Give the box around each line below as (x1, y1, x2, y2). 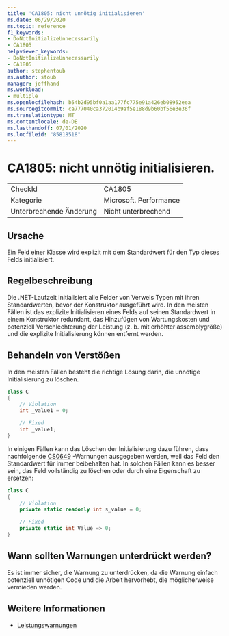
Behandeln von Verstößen (7, 350, 121, 361)
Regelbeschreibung (7, 275, 93, 287)
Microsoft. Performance (103, 196, 180, 205)
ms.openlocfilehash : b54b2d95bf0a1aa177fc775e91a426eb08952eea (7, 99, 191, 106)
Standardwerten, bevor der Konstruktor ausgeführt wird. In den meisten (7, 301, 209, 309)
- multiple (7, 93, 38, 100)
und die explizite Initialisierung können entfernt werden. (7, 329, 163, 338)
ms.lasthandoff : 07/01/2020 (7, 125, 87, 131)
